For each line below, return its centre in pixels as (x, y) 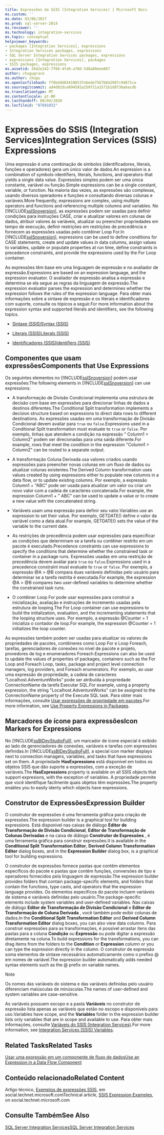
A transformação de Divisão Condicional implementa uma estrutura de (83, 397)
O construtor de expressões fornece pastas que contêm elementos (72, 866)
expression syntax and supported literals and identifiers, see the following (79, 309)
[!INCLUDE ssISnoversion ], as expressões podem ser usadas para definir (78, 211)
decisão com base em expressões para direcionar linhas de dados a (81, 403)
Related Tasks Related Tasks (49, 1045)
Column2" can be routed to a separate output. (58, 450)
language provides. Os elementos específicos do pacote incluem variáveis (80, 892)
